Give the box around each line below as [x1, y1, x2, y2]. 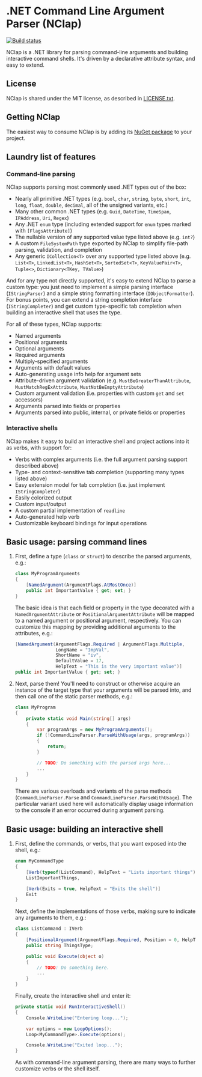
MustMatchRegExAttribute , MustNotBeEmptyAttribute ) [14, 383, 144, 391]
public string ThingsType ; [26, 942, 94, 948]
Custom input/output [14, 500, 67, 507]
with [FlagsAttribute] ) [14, 227, 73, 234]
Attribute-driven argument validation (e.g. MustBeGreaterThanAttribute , [14, 377, 191, 384]
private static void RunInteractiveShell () [14, 1004, 126, 1010]
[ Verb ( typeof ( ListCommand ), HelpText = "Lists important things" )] [26, 869, 198, 875]
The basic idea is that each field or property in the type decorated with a [14, 604, 195, 611]
